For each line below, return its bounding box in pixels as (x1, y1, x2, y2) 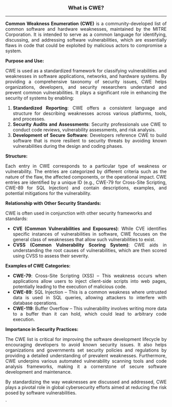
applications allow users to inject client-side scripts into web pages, (12, 278, 167, 284)
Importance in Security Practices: (5, 326, 79, 333)
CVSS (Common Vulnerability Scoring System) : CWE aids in (12, 242, 167, 248)
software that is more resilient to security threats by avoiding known (12, 138, 167, 144)
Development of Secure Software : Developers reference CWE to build (12, 132, 167, 139)
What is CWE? (68, 4, 104, 11)
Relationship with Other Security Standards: (5, 200, 101, 206)
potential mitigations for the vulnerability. (5, 190, 92, 197)
